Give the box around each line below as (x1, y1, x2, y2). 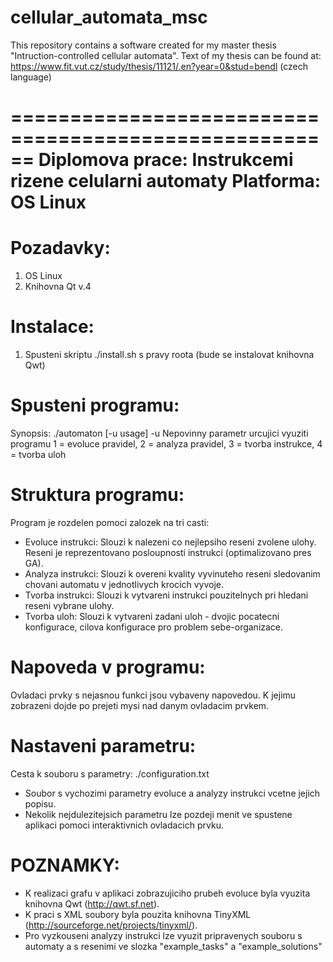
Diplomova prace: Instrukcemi (38, 149, 294, 171)
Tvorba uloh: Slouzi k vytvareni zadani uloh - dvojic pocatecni (24, 610, 280, 622)
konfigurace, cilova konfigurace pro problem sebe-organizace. (24, 621, 284, 633)
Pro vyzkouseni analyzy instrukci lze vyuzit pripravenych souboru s (24, 929, 303, 941)
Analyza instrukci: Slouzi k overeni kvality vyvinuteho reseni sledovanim (24, 567, 321, 580)
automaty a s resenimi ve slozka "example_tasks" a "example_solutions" (24, 940, 323, 952)
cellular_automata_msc (10, 6, 208, 29)
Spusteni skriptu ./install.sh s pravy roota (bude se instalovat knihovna (24, 349, 315, 360)
